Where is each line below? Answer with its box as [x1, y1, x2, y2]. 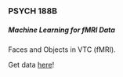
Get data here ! [8, 60, 55, 69]
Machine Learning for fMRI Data [8, 25, 116, 35]
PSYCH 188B [8, 5, 57, 16]
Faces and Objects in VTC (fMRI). [8, 45, 116, 54]
